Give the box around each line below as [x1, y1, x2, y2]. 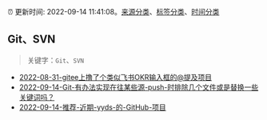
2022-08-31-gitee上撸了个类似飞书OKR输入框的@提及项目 [18, 72, 213, 82]
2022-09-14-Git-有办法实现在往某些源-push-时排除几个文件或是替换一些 [18, 82, 259, 92]
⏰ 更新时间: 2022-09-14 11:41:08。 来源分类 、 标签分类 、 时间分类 [7, 7, 220, 16]
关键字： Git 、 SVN [26, 55, 85, 65]
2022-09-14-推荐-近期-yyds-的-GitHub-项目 [18, 102, 167, 112]
